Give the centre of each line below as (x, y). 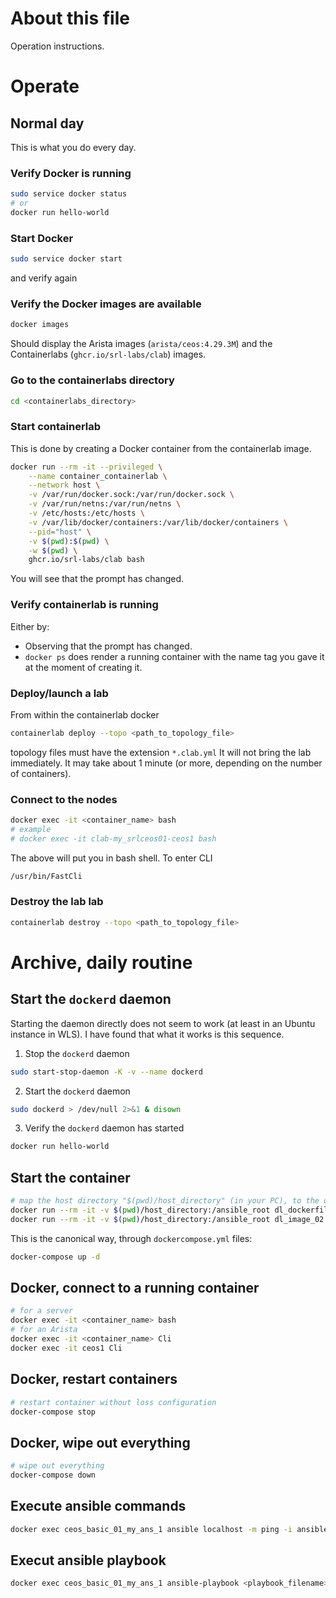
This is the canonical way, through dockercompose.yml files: (131, 1238)
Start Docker (42, 238)
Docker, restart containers (94, 1379)
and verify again (44, 278)
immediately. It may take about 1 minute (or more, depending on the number (166, 763)
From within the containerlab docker (85, 714)
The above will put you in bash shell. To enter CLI (111, 858)
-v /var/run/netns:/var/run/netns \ (105, 504)
